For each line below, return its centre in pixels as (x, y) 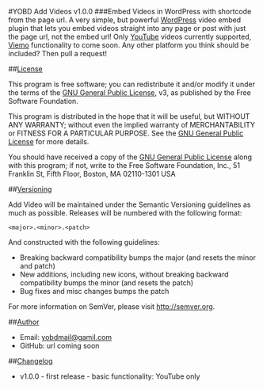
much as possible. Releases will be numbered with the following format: (125, 213)
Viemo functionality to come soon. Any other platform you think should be (129, 45)
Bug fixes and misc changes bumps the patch (94, 291)
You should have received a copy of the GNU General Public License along (130, 157)
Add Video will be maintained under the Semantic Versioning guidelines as (130, 204)
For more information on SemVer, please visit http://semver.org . (112, 307)
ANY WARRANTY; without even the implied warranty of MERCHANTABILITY (132, 125)
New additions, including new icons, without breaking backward (124, 274)
